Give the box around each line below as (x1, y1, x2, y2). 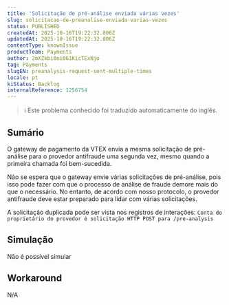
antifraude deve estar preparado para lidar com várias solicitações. (7, 194, 197, 203)
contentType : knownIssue (7, 42, 78, 49)
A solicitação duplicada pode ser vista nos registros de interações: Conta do (7, 208, 222, 216)
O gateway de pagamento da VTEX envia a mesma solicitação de (7, 145, 192, 153)
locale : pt (7, 74, 39, 81)
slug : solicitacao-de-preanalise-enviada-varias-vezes (7, 17, 168, 23)
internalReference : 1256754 (7, 87, 88, 94)
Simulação (7, 234, 54, 246)
